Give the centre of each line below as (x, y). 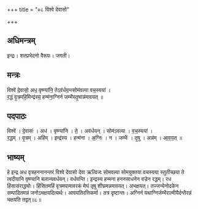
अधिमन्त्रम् (21, 41)
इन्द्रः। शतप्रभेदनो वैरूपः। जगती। (39, 56)
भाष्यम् (16, 157)
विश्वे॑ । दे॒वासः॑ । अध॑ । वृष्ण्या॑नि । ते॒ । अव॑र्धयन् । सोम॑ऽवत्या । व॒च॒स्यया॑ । (80, 131)
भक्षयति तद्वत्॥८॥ (24, 200)
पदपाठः (17, 116)
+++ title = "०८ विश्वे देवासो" (38, 9)
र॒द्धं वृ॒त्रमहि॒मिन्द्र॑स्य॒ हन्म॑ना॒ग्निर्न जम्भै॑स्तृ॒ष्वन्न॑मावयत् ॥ (55, 97)
